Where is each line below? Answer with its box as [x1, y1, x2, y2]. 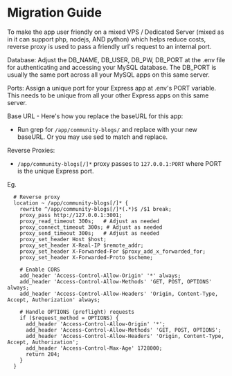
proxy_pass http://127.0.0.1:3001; [19, 211, 123, 218]
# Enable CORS [19, 266, 60, 273]
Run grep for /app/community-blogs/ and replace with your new [17, 125, 197, 133]
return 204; [25, 350, 60, 357]
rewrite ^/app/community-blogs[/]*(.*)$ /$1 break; [19, 205, 172, 212]
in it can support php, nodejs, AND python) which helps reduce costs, [7, 35, 206, 43]
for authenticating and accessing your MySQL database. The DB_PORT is [7, 63, 217, 71]
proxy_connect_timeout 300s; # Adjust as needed [19, 223, 163, 231]
